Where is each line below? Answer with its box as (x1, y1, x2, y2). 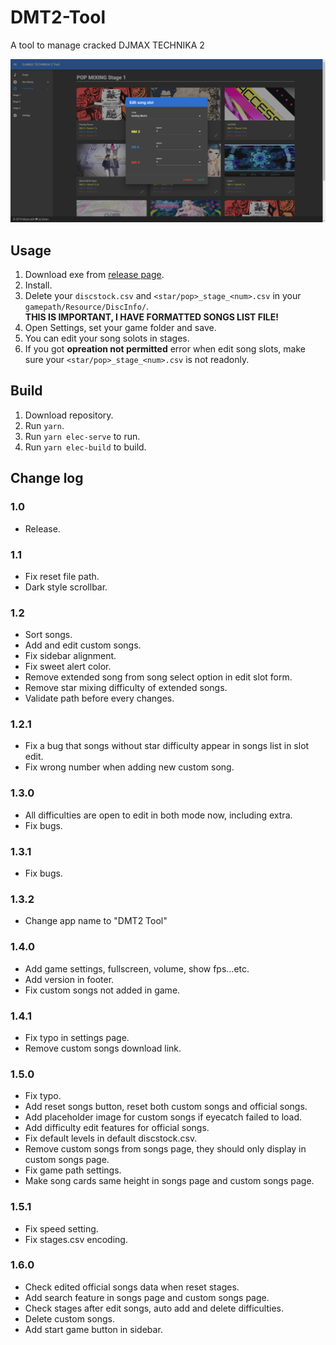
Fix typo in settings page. (24, 1031, 130, 1043)
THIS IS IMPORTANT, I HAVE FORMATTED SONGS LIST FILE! (24, 311, 279, 323)
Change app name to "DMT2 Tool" (24, 915, 168, 927)
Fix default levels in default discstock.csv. (24, 1132, 198, 1145)
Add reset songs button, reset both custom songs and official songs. (24, 1101, 308, 1113)
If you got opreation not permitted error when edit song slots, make (24, 343, 306, 355)
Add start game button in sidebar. (24, 1323, 163, 1335)
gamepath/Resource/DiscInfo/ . (24, 301, 150, 313)
